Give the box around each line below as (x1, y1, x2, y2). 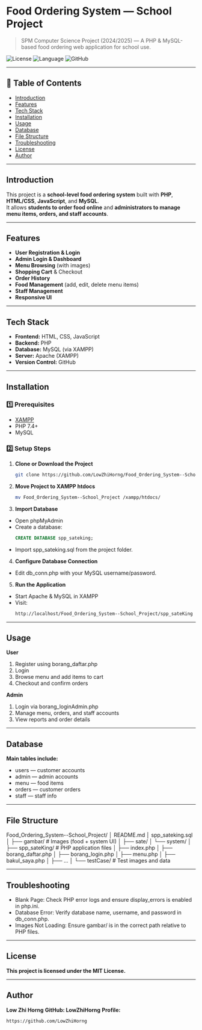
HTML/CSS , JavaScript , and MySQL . (6, 197, 99, 204)
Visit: (14, 599, 28, 606)
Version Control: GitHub (14, 358, 76, 366)
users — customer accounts (14, 767, 85, 774)
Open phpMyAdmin (14, 517, 63, 524)
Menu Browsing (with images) (14, 262, 91, 269)
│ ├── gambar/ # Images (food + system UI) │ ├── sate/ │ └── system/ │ (6, 838, 192, 845)
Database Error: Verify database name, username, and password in (14, 908, 182, 916)
